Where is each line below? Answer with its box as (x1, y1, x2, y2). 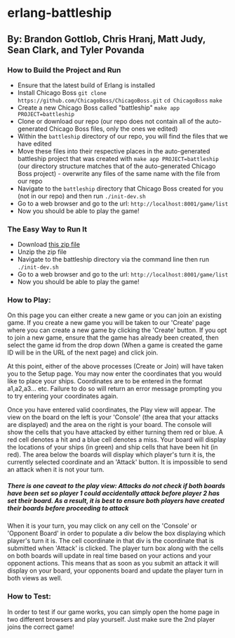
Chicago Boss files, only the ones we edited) (48, 125, 178, 133)
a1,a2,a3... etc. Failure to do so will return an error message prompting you (7, 385, 222, 393)
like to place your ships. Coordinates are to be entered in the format (7, 377, 203, 385)
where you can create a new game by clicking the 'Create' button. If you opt (7, 326, 227, 335)
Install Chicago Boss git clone (17, 88, 107, 96)
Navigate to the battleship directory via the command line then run (17, 255, 209, 264)
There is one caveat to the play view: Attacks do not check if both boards (7, 482, 226, 490)
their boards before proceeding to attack (7, 504, 129, 513)
